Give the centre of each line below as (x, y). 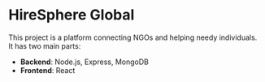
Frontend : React (48, 70)
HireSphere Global (72, 15)
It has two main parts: (45, 45)
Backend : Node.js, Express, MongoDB (84, 62)
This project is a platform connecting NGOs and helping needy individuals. (133, 37)
